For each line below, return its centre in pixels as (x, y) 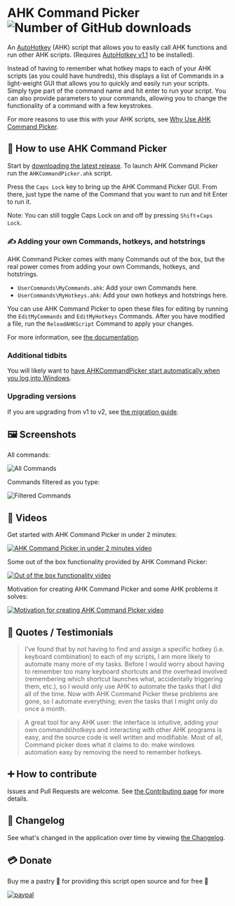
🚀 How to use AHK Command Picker (87, 149)
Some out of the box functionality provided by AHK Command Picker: (108, 562)
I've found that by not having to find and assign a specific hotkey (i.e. (124, 649)
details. (18, 799)
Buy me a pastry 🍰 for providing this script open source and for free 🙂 (108, 881)
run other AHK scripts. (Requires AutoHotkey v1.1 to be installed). (101, 55)
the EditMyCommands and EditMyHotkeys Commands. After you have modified (116, 317)
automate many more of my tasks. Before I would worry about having (124, 664)
